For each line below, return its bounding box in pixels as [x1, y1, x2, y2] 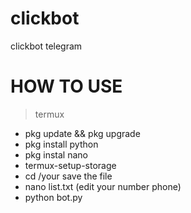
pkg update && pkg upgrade [24, 127, 141, 139]
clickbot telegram [10, 40, 83, 52]
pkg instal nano [24, 148, 88, 161]
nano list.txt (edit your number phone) [24, 180, 182, 192]
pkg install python [24, 138, 99, 150]
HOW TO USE [10, 75, 123, 98]
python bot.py [24, 191, 83, 203]
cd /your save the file [24, 170, 113, 182]
